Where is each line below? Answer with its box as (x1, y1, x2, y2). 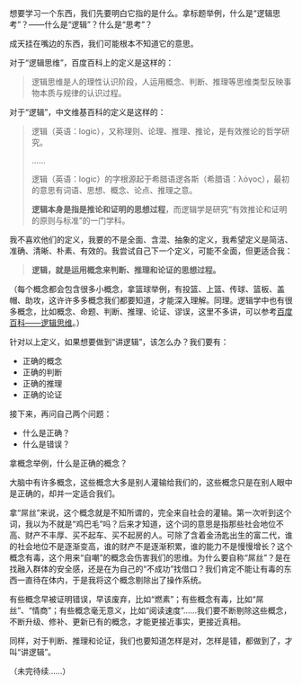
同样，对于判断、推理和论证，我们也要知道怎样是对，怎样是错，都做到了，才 (9, 636, 293, 645)
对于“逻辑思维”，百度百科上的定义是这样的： (9, 58, 174, 67)
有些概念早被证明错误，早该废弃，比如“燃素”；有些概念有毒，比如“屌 (9, 594, 264, 604)
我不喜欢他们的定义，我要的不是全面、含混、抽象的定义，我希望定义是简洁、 (9, 235, 293, 245)
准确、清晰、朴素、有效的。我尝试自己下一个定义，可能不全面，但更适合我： (9, 245, 293, 256)
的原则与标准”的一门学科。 (31, 215, 130, 226)
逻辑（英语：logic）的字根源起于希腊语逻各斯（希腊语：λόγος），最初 (31, 173, 290, 184)
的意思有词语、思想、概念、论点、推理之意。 (31, 185, 198, 195)
